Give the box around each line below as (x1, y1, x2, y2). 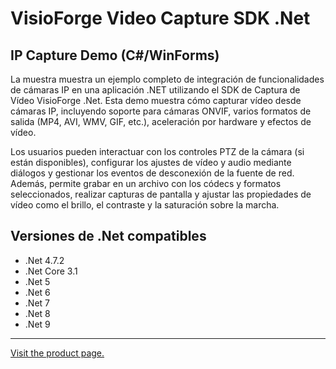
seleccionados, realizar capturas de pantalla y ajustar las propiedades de (10, 188, 312, 200)
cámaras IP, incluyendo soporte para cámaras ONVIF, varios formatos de (10, 105, 312, 117)
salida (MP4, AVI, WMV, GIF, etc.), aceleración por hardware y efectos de (10, 116, 312, 127)
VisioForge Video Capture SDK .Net (10, 7, 311, 30)
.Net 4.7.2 (24, 254, 65, 266)
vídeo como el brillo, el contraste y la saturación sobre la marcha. (10, 199, 280, 211)
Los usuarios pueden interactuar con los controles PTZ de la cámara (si (10, 146, 305, 157)
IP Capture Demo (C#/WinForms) (10, 47, 220, 64)
